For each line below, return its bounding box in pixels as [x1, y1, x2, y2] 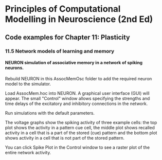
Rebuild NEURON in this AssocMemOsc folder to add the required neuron [5, 75, 152, 81]
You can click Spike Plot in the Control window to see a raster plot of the [5, 144, 150, 150]
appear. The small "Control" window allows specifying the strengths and [5, 95, 150, 101]
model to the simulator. [5, 81, 51, 87]
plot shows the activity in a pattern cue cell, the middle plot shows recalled [5, 124, 155, 130]
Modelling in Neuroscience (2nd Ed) [5, 14, 153, 25]
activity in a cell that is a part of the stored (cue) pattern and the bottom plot [5, 130, 157, 136]
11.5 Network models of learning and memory [5, 48, 114, 54]
